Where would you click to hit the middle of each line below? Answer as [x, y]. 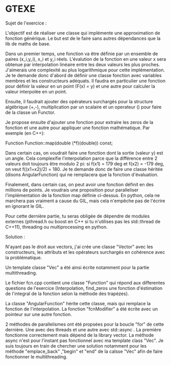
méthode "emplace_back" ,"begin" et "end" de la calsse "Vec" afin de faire [84, 351]
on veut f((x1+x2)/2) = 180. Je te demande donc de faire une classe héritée [84, 169]
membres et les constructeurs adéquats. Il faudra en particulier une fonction [86, 81]
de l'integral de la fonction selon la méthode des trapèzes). [67, 294]
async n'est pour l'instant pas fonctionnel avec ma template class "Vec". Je [84, 340]
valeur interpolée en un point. [36, 91]
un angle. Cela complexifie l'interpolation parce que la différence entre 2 [81, 158]
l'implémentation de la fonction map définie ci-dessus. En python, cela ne [82, 195]
